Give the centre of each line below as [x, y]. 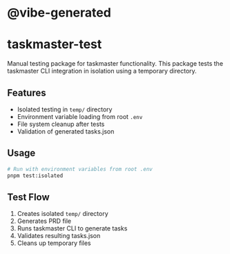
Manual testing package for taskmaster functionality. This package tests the [115, 64]
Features [27, 92]
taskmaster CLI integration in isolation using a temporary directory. [102, 71]
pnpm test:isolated [35, 175]
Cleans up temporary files [54, 243]
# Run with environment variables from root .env [80, 169]
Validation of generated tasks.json [66, 131]
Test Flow [28, 197]
